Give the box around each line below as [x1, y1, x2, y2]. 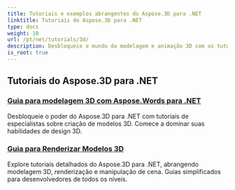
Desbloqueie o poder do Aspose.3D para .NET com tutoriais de [7, 112, 189, 120]
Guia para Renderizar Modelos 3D [7, 144, 124, 154]
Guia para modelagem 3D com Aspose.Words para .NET [7, 96, 201, 105]
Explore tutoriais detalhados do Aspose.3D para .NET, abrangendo [7, 160, 199, 168]
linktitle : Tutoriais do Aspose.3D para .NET [7, 17, 142, 24]
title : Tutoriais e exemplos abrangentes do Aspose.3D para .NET [7, 10, 201, 17]
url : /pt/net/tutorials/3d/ [7, 36, 90, 43]
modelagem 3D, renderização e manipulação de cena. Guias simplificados [7, 167, 222, 175]
